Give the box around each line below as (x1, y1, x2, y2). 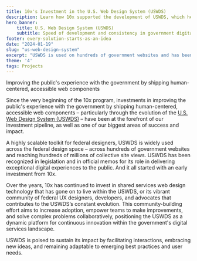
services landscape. (6, 225, 55, 232)
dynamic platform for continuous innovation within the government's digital (6, 219, 188, 226)
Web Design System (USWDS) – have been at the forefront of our (6, 116, 164, 123)
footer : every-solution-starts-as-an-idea (6, 36, 111, 42)
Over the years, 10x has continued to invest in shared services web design (6, 182, 186, 189)
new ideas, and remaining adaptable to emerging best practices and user (6, 243, 183, 250)
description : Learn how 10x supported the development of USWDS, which (6, 14, 185, 20)
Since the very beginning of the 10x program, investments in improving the (6, 97, 186, 104)
